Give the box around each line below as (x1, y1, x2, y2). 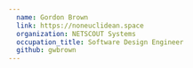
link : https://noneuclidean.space (16, 21, 144, 30)
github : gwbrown (16, 46, 76, 55)
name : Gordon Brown (16, 12, 89, 22)
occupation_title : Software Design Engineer (16, 37, 184, 47)
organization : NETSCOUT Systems (16, 29, 137, 38)
